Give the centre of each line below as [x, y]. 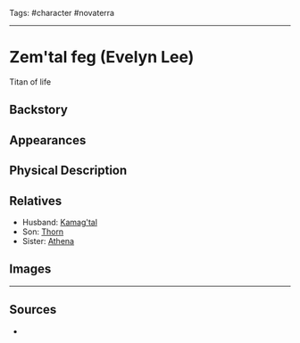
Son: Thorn [43, 232]
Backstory [39, 110]
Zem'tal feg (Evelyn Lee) [102, 57]
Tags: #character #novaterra [62, 13]
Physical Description [68, 171]
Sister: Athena [48, 241]
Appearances [48, 140]
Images [30, 269]
